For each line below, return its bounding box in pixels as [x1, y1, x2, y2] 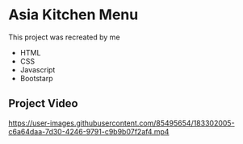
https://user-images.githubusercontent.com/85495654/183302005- [8, 118, 236, 128]
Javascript [19, 64, 56, 74]
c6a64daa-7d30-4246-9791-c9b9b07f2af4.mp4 [8, 126, 170, 136]
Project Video [8, 97, 78, 110]
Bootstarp [19, 73, 54, 83]
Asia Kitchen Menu [8, 6, 139, 24]
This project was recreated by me [8, 32, 120, 42]
